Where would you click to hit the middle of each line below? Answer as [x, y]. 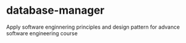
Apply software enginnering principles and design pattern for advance [93, 27]
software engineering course [42, 33]
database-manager [55, 10]
